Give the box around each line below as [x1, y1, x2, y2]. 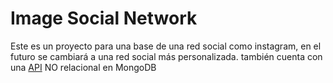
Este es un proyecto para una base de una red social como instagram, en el [10, 40, 322, 52]
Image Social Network [10, 7, 198, 30]
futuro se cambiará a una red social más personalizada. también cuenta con [10, 50, 323, 62]
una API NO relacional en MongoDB [10, 61, 157, 73]
